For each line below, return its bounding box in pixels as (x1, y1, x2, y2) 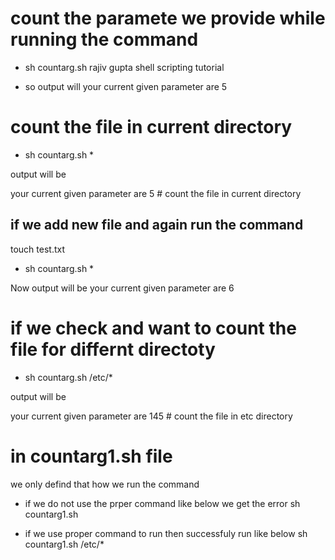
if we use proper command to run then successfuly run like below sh (24, 527, 308, 539)
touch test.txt (10, 243, 66, 255)
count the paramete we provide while (10, 7, 326, 30)
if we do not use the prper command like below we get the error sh (24, 497, 301, 509)
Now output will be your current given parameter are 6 (10, 282, 235, 294)
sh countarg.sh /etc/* (24, 371, 113, 383)
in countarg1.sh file (10, 445, 173, 467)
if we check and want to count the (10, 317, 297, 339)
